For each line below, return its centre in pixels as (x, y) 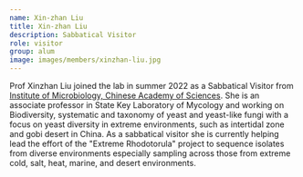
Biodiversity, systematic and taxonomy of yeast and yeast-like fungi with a (149, 115)
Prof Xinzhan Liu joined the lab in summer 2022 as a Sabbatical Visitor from (151, 86)
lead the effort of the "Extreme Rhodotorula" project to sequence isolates (147, 143)
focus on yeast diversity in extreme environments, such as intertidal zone (147, 124)
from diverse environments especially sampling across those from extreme (150, 153)
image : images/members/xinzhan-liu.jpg (85, 60)
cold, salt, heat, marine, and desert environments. (103, 163)
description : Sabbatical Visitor (73, 34)
